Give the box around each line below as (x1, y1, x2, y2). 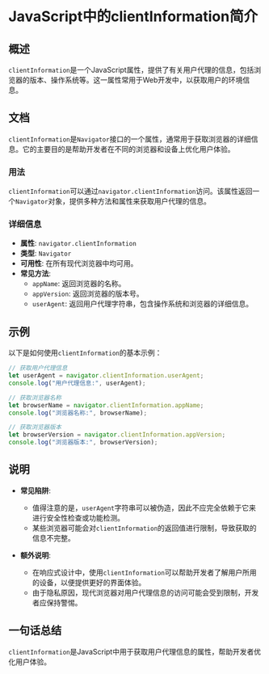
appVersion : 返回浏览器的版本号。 (32, 289, 144, 299)
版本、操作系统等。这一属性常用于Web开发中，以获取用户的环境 (29, 75, 243, 85)
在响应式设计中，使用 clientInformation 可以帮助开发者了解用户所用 (32, 567, 257, 577)
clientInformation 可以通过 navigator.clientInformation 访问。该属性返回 (8, 187, 253, 196)
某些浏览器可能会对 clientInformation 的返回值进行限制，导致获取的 (32, 523, 257, 533)
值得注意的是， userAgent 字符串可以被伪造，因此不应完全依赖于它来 (32, 503, 257, 512)
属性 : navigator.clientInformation (19, 238, 137, 248)
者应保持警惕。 (32, 597, 82, 607)
